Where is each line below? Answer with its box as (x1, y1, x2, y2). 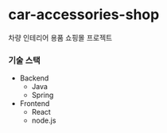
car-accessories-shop (8, 6, 160, 24)
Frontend (19, 99, 50, 108)
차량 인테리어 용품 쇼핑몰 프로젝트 (8, 33, 113, 42)
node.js (31, 115, 56, 125)
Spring (31, 90, 54, 100)
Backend (19, 73, 49, 83)
